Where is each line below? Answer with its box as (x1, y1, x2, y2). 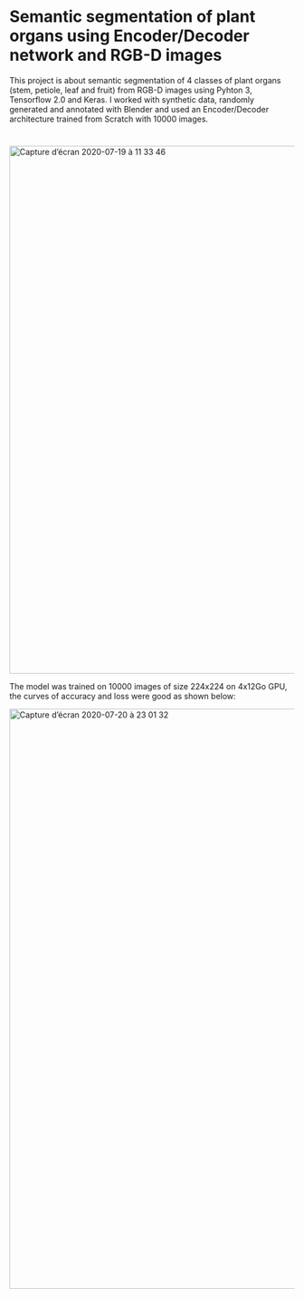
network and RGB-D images (9, 45, 223, 65)
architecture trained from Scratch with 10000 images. (9, 113, 209, 124)
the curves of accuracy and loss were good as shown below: (9, 691, 237, 702)
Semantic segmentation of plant (9, 6, 256, 27)
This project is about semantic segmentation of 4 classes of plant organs (9, 74, 281, 85)
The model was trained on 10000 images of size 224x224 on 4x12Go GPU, (9, 681, 288, 692)
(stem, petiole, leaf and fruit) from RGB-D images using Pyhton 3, (9, 84, 252, 95)
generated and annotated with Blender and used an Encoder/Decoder (9, 103, 270, 114)
